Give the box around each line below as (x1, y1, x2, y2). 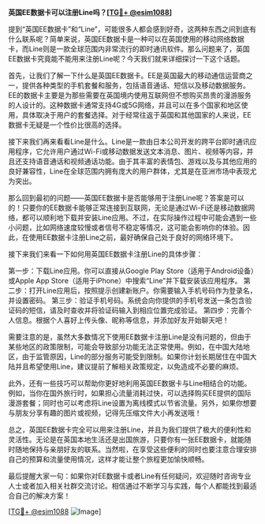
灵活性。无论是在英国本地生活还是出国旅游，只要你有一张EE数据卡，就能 (8, 435, 244, 444)
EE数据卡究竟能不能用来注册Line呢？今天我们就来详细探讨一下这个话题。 (8, 54, 244, 63)
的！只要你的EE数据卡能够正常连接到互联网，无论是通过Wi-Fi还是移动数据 (8, 203, 248, 212)
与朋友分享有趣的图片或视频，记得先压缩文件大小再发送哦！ (8, 408, 202, 417)
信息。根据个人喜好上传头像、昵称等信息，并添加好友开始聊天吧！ (14, 316, 230, 324)
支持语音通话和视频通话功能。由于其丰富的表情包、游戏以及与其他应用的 (21, 157, 257, 166)
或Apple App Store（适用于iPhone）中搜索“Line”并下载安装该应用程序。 (8, 276, 242, 285)
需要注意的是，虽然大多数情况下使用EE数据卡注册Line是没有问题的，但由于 (8, 332, 252, 342)
